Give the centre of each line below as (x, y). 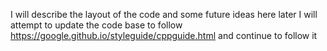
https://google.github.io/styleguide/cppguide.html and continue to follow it (164, 35)
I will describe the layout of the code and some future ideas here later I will (164, 14)
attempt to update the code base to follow (96, 25)
